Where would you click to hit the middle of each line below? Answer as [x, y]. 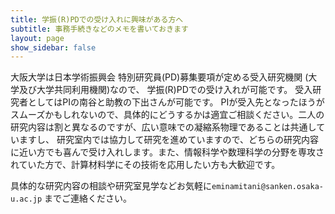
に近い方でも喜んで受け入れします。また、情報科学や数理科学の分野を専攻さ [167, 152]
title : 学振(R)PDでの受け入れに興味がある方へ [97, 19]
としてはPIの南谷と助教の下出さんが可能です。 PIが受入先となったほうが [176, 102]
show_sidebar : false [53, 47]
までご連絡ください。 [88, 198]
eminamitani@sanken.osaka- [267, 187]
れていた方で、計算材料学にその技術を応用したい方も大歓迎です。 [145, 165]
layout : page [37, 38]
